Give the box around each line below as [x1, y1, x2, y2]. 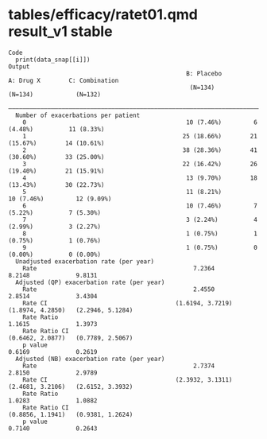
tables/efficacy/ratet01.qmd [8, 6, 199, 24]
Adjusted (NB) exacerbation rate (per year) [15, 355, 165, 363]
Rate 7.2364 [22, 264, 215, 272]
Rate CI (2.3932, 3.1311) [22, 375, 233, 383]
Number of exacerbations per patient [15, 111, 141, 119]
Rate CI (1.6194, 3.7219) [22, 299, 233, 307]
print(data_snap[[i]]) [15, 56, 91, 64]
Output [8, 62, 30, 71]
